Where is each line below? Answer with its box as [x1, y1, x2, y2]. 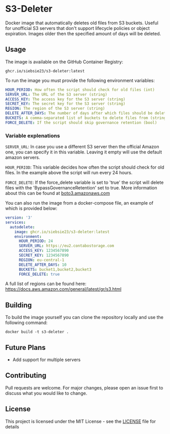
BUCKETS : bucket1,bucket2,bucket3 [18, 267, 92, 272]
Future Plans [5, 343, 46, 352]
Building [5, 301, 32, 309]
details [5, 423, 19, 429]
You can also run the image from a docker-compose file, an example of [5, 200, 153, 206]
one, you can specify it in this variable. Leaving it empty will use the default [5, 149, 162, 155]
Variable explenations [5, 132, 60, 139]
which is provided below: [5, 206, 58, 212]
